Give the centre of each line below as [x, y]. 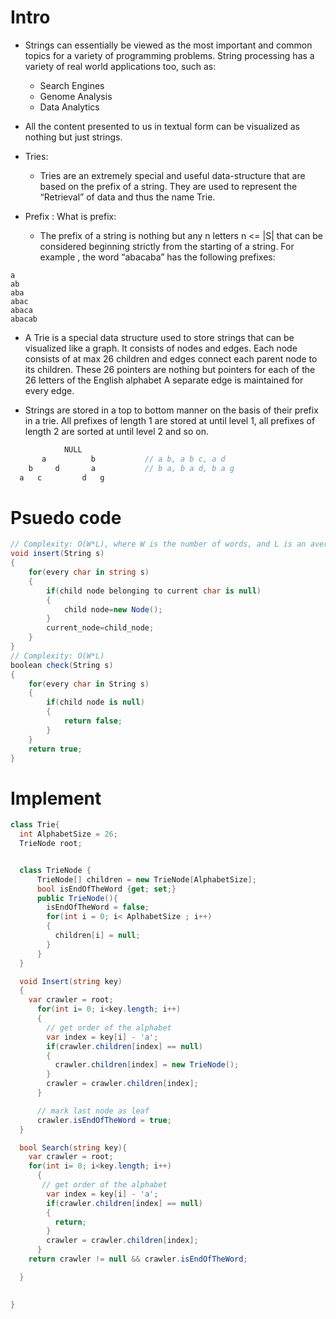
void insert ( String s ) [57, 554]
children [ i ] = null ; [97, 936]
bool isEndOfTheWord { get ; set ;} [106, 889]
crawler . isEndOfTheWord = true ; [104, 1120]
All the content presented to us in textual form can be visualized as [162, 126]
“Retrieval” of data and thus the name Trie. [127, 197]
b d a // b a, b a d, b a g [131, 468]
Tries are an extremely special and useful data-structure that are [172, 175]
